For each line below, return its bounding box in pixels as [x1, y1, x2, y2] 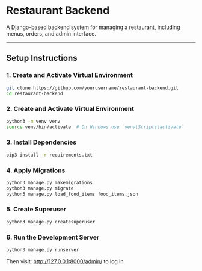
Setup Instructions [6, 53, 78, 63]
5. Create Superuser [6, 205, 67, 214]
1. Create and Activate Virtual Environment [6, 71, 133, 79]
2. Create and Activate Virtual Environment [6, 105, 134, 113]
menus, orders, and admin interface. [6, 30, 96, 37]
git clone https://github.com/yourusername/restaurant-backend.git [6, 85, 179, 91]
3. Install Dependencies [6, 138, 77, 146]
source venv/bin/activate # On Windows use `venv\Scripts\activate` [6, 124, 185, 130]
